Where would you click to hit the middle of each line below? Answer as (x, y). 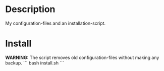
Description (30, 9)
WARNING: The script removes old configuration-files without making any (82, 57)
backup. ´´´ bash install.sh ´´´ (35, 63)
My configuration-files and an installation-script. (56, 23)
